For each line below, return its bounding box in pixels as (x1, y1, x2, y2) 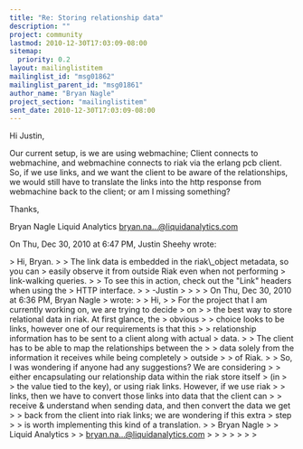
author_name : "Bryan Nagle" (9, 89, 116, 98)
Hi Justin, (9, 130, 45, 141)
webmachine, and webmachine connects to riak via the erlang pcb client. (9, 157, 282, 168)
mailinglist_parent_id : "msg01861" (9, 80, 144, 89)
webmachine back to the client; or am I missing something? (9, 186, 231, 197)
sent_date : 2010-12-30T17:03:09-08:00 (9, 106, 156, 115)
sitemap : (9, 47, 43, 56)
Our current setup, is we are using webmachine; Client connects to (9, 148, 259, 159)
